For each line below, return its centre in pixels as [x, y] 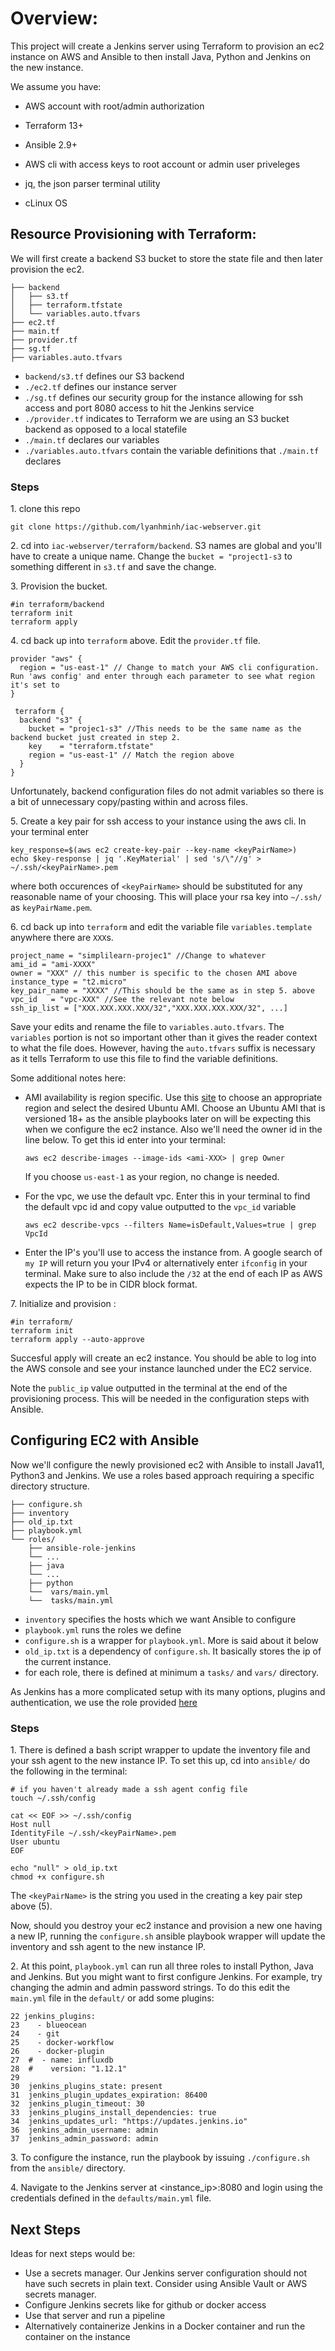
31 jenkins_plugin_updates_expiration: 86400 [109, 2095]
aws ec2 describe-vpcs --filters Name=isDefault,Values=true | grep [170, 1225]
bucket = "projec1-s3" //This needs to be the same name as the [165, 729]
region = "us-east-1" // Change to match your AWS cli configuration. [169, 668]
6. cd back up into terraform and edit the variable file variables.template [161, 927]
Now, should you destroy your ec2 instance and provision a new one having [166, 1926]
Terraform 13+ [54, 125]
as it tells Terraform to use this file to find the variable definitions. [144, 1059]
